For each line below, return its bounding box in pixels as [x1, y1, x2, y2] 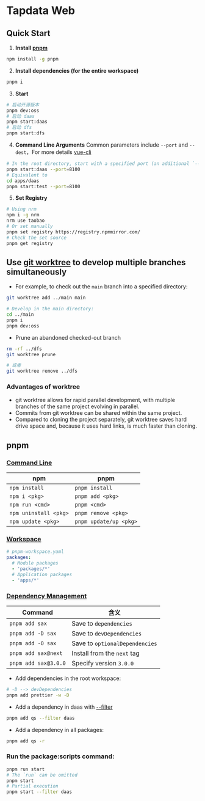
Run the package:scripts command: [6, 752, 115, 761]
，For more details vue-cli [26, 148, 92, 156]
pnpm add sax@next [9, 650, 63, 657]
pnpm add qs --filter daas [6, 715, 75, 721]
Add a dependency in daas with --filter [15, 703, 113, 711]
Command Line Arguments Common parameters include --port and [15, 141, 189, 148]
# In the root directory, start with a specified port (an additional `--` [6, 161, 203, 167]
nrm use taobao [6, 218, 45, 224]
